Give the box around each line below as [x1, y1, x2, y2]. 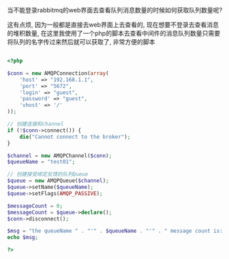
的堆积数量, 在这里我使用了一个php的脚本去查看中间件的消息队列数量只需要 [7, 30, 221, 37]
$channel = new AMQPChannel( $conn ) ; [7, 152, 112, 159]
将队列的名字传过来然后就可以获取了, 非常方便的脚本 [7, 38, 155, 46]
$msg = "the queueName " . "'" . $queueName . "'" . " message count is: [7, 227, 223, 235]
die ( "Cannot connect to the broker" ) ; [19, 133, 131, 140]
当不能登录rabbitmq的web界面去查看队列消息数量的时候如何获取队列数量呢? [7, 6, 223, 14]
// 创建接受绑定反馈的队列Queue [7, 171, 89, 178]
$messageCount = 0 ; [7, 202, 63, 210]
